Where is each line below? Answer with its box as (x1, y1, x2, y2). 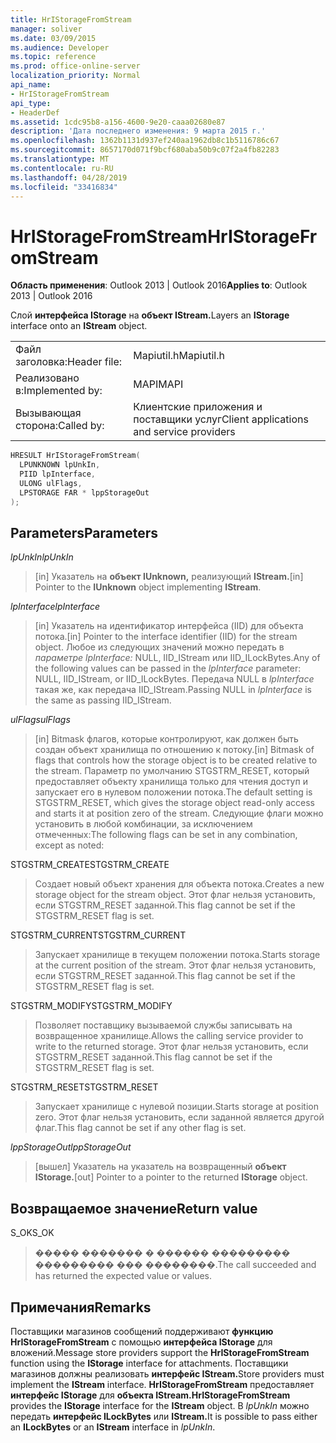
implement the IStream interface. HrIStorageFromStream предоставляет (10, 1379, 315, 1390)
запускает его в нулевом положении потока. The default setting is (34, 786, 313, 798)
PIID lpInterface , (19, 469, 97, 480)
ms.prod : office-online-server (10, 61, 141, 71)
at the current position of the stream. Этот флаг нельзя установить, (34, 959, 317, 971)
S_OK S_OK (10, 1227, 55, 1239)
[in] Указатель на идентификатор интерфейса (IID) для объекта (34, 620, 304, 632)
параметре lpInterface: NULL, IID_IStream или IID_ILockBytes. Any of (34, 652, 321, 664)
